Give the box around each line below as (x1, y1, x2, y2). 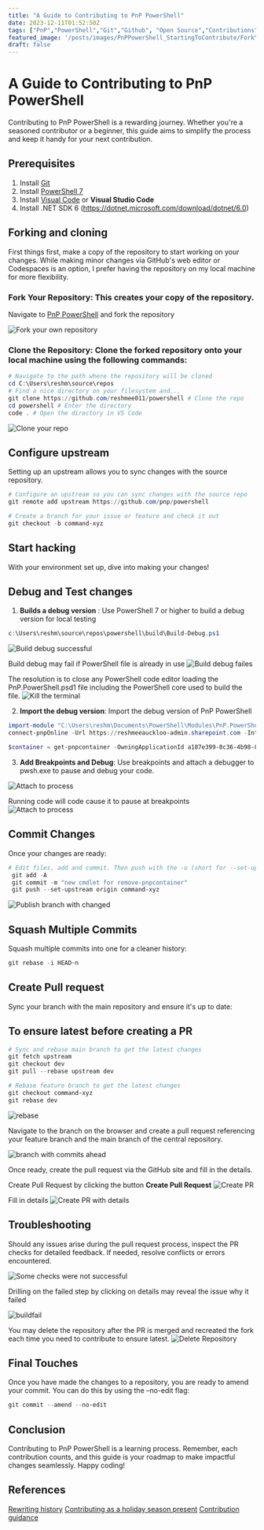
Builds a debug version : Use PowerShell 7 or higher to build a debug (19, 606, 245, 616)
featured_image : (8, 33, 61, 42)
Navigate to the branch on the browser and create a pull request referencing (8, 1126, 255, 1135)
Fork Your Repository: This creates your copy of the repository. (8, 292, 255, 303)
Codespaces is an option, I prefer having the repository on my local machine (8, 263, 255, 273)
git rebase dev (8, 1096, 58, 1104)
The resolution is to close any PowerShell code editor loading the (8, 675, 218, 684)
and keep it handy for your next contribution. (8, 135, 153, 144)
